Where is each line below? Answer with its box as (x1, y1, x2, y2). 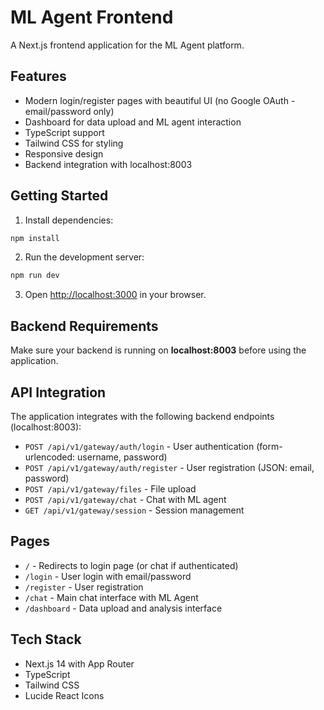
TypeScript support (24, 126, 105, 138)
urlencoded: (24, 451, 76, 463)
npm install (10, 233, 60, 243)
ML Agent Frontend (10, 6, 174, 29)
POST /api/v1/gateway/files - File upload (24, 482, 197, 495)
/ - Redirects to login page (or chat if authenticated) (24, 559, 239, 571)
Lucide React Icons (24, 689, 105, 701)
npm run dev (10, 271, 60, 281)
